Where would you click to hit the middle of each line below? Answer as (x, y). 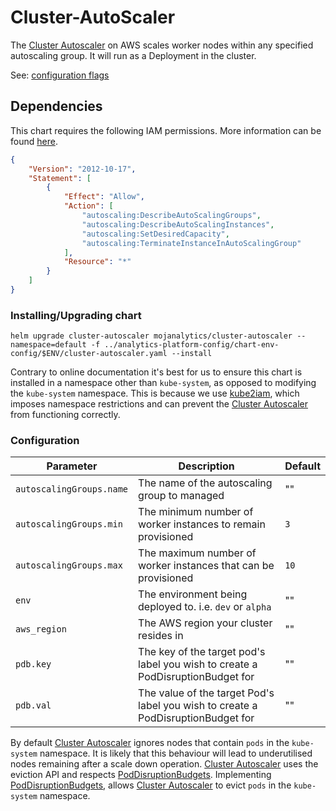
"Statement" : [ (60, 178)
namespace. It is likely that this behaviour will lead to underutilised (176, 753)
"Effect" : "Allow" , (104, 197)
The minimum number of (196, 512)
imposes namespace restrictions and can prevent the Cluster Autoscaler (159, 404)
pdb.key (33, 664)
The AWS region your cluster (205, 623)
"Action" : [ (88, 206)
